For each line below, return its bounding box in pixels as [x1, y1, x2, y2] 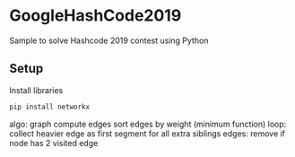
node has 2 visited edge [9, 137, 99, 148]
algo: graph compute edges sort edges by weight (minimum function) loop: [9, 118, 287, 129]
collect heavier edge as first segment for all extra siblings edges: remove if [9, 127, 285, 139]
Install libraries [9, 84, 64, 95]
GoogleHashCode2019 [9, 5, 182, 26]
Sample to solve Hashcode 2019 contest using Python [9, 35, 209, 46]
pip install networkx [9, 102, 91, 111]
